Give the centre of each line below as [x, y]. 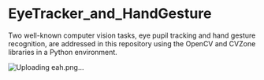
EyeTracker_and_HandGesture [110, 14]
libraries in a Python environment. [63, 52]
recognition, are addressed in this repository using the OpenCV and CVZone [132, 43]
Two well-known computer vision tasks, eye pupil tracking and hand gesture [132, 35]
